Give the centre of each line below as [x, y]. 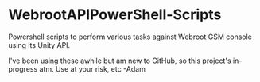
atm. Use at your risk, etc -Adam [92, 68]
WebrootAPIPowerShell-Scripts [115, 15]
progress [23, 68]
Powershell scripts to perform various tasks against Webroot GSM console [130, 37]
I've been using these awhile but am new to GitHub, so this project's [120, 61]
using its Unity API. [39, 45]
